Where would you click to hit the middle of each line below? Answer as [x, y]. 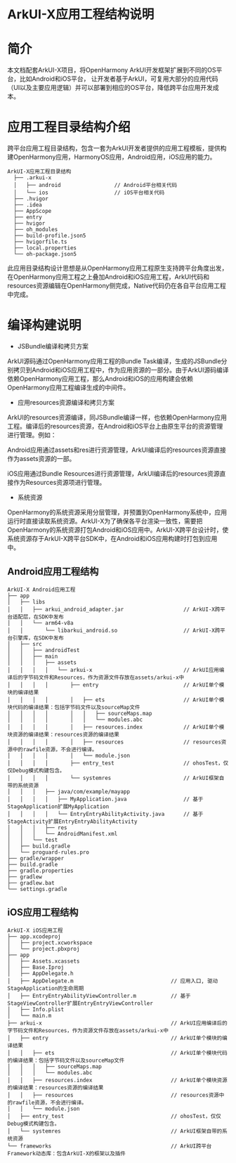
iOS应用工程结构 [43, 912]
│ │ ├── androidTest [44, 650]
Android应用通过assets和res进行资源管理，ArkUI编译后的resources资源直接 [117, 450]
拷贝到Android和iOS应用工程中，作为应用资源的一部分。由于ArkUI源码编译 [121, 370]
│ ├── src [25, 644]
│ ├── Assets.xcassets [44, 961]
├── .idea [28, 205]
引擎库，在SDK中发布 [38, 638]
